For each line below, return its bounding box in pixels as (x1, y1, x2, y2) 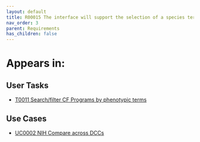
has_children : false (6, 31, 58, 37)
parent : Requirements (6, 25, 60, 32)
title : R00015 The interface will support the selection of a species (6, 14, 185, 20)
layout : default (6, 8, 46, 15)
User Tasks (6, 80, 49, 90)
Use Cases (6, 113, 47, 124)
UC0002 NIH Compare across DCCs (14, 129, 104, 136)
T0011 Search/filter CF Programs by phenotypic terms (14, 96, 147, 103)
